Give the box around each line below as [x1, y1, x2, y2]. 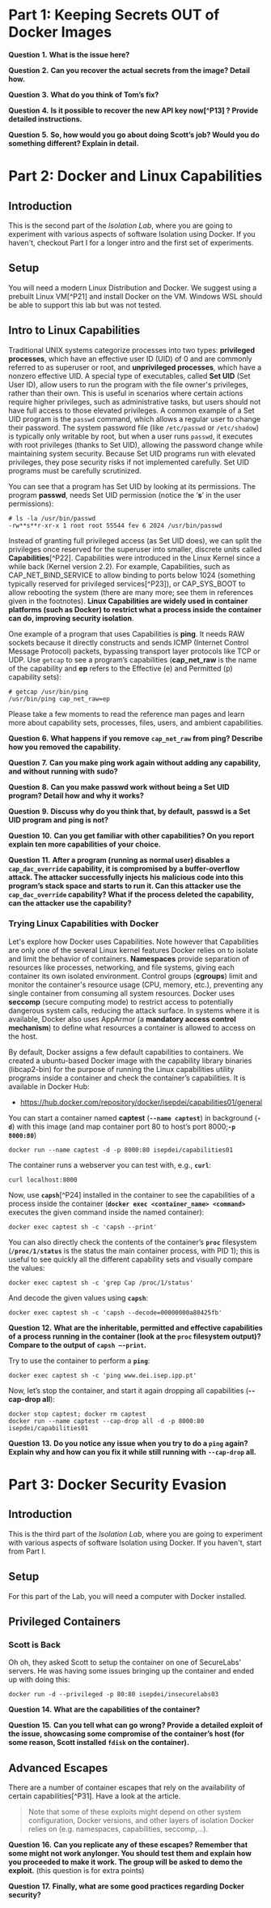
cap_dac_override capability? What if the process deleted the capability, [8, 890, 254, 899]
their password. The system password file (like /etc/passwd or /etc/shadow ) [8, 422, 260, 432]
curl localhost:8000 [8, 1176, 78, 1184]
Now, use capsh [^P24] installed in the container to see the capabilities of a [8, 1190, 256, 1199]
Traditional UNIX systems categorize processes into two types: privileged [8, 345, 255, 354]
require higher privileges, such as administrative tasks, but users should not [8, 397, 261, 406]
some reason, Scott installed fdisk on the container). [8, 1738, 190, 1747]
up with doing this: [8, 1674, 70, 1684]
